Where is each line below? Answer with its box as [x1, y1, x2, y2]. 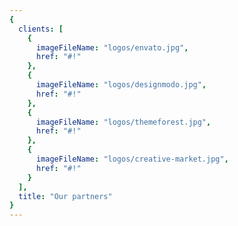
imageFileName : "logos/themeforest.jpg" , [35, 117, 212, 127]
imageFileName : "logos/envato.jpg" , [35, 42, 189, 53]
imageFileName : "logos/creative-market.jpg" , [35, 154, 229, 164]
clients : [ [18, 24, 64, 34]
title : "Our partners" [18, 191, 113, 201]
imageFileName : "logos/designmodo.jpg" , [35, 80, 207, 90]
